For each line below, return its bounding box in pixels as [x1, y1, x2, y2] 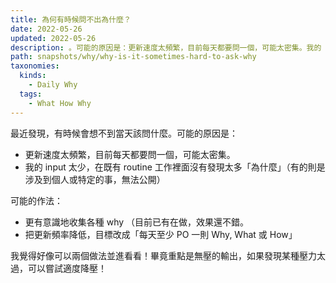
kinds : [19, 71, 47, 81]
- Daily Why [28, 80, 78, 90]
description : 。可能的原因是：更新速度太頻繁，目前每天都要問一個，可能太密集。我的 [10, 42, 322, 53]
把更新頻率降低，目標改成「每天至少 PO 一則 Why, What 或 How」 [24, 228, 298, 240]
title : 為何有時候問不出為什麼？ [10, 14, 132, 25]
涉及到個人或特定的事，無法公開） [24, 173, 166, 185]
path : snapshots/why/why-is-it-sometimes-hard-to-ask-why [10, 52, 257, 62]
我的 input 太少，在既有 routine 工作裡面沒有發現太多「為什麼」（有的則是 [24, 161, 326, 173]
